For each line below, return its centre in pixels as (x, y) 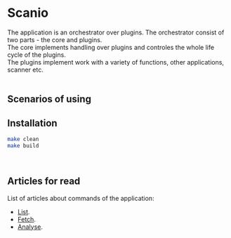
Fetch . (27, 219)
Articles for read (44, 181)
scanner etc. (25, 70)
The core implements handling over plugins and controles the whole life (111, 47)
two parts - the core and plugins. (55, 39)
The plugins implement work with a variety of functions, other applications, (116, 62)
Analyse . (30, 227)
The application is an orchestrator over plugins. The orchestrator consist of (116, 32)
